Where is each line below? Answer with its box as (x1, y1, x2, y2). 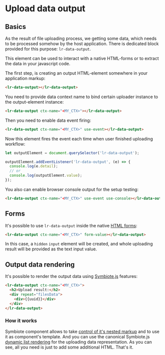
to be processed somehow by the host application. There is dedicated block (5, 41, 159, 47)
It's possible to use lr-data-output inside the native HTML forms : (5, 222, 137, 228)
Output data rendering (5, 260, 75, 269)
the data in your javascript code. (5, 61, 71, 66)
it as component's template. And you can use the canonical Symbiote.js (5, 333, 150, 339)
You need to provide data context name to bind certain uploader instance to (5, 94, 158, 100)
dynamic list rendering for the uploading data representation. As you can (5, 339, 152, 345)
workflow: (5, 141, 26, 147)
